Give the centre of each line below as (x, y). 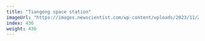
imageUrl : (19, 17)
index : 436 (20, 23)
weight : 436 (21, 29)
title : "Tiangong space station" (49, 12)
